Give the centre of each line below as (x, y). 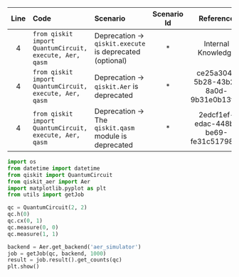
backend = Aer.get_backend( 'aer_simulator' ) (74, 247)
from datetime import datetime (54, 168)
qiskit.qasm (115, 128)
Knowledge (217, 53)
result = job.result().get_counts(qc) (65, 260)
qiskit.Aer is (116, 86)
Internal (217, 44)
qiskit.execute (120, 44)
